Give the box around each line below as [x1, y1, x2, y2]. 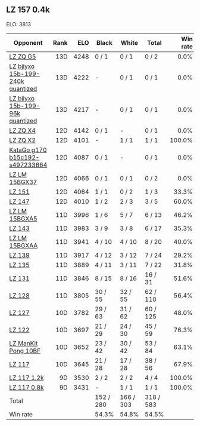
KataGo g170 [9, 146, 47, 154]
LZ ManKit [9, 339, 38, 347]
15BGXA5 [9, 214, 37, 223]
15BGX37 [9, 177, 37, 186]
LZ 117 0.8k [9, 383, 44, 391]
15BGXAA [9, 241, 38, 250]
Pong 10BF [9, 347, 40, 355]
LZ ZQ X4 [9, 126, 36, 134]
